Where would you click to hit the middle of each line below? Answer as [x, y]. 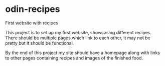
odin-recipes [33, 9]
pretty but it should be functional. [40, 43]
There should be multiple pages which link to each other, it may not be [78, 38]
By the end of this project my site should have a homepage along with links [83, 53]
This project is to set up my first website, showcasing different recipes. [78, 32]
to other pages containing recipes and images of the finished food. [74, 58]
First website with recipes [32, 23]
